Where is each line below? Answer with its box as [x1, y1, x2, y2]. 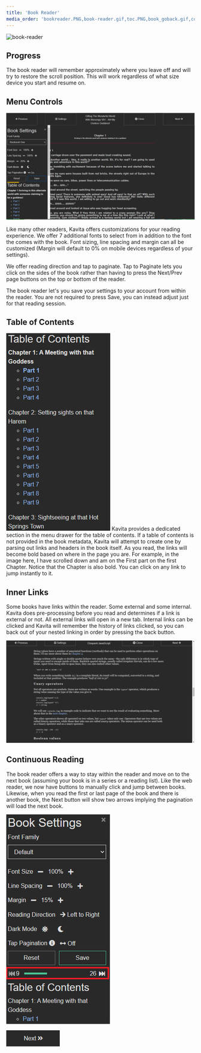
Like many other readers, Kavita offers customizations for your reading [6, 225, 181, 233]
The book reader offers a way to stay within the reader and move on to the [6, 771, 190, 778]
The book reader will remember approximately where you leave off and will [6, 67, 191, 74]
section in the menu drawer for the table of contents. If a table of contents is [6, 531, 194, 539]
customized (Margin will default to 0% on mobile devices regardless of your [6, 245, 193, 252]
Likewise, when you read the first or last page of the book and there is [6, 789, 179, 797]
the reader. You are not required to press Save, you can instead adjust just [6, 293, 189, 300]
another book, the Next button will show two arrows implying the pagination [6, 796, 193, 803]
